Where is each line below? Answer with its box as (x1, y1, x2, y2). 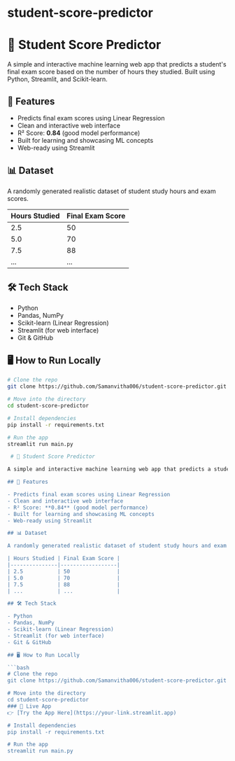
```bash (7, 664, 30, 671)
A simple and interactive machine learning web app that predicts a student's (7, 60, 227, 69)
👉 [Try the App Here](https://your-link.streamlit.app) (7, 709, 177, 716)
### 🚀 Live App (7, 702, 52, 710)
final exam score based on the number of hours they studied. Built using (7, 68, 215, 76)
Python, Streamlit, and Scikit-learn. (7, 75, 108, 83)
